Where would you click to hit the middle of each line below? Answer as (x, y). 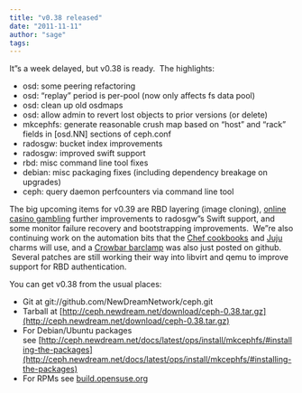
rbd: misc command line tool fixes (85, 163)
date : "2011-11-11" (46, 26)
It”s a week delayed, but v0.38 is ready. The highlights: (112, 69)
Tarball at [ (42, 312)
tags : (19, 43)
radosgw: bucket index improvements (92, 144)
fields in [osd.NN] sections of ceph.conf (96, 134)
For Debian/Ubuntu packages (77, 331)
